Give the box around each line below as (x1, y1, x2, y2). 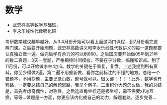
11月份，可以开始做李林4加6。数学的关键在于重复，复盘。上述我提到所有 (5, 63, 154, 69)
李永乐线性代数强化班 (12, 28, 56, 34)
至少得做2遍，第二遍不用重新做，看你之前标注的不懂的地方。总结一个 (18, 69, 161, 75)
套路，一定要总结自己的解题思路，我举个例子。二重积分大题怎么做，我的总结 (5, 82, 162, 88)
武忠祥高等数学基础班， (12, 22, 61, 28)
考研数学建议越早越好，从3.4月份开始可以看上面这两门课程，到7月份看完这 (5, 38, 158, 45)
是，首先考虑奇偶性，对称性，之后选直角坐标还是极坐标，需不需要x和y (5, 88, 150, 94)
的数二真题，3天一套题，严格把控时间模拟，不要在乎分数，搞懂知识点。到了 (5, 57, 161, 63)
